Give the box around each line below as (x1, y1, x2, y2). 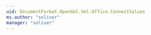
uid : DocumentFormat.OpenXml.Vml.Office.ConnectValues (6, 8, 146, 15)
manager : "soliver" (6, 20, 55, 26)
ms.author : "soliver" (6, 14, 60, 20)
